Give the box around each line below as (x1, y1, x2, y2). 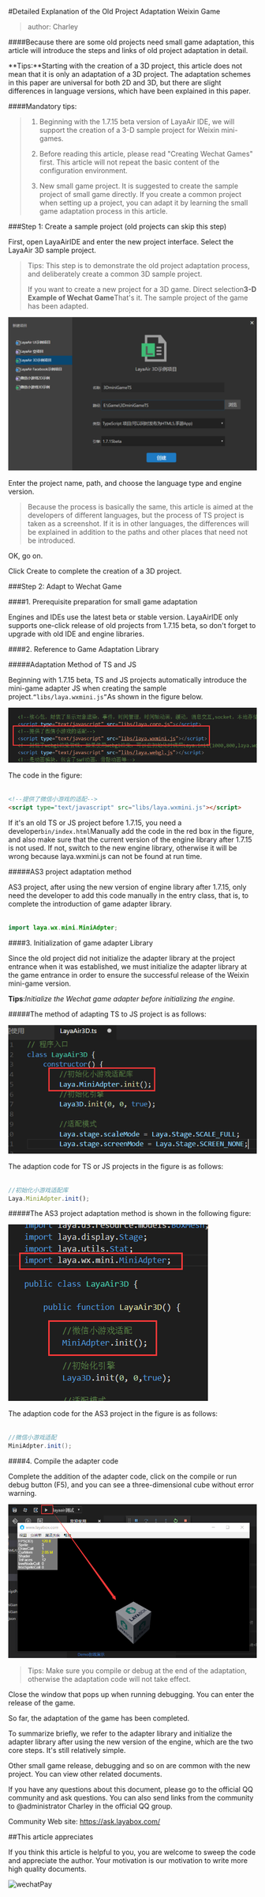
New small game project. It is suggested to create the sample (39, 181, 239, 191)
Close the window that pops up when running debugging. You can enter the (8, 1690, 255, 1699)
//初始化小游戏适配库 (8, 1186, 69, 1194)
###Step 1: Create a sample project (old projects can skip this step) (8, 222, 227, 231)
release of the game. (8, 1698, 76, 1708)
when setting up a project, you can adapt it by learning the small (39, 198, 248, 207)
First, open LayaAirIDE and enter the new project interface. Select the (8, 237, 234, 246)
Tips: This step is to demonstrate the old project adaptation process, (27, 261, 250, 270)
